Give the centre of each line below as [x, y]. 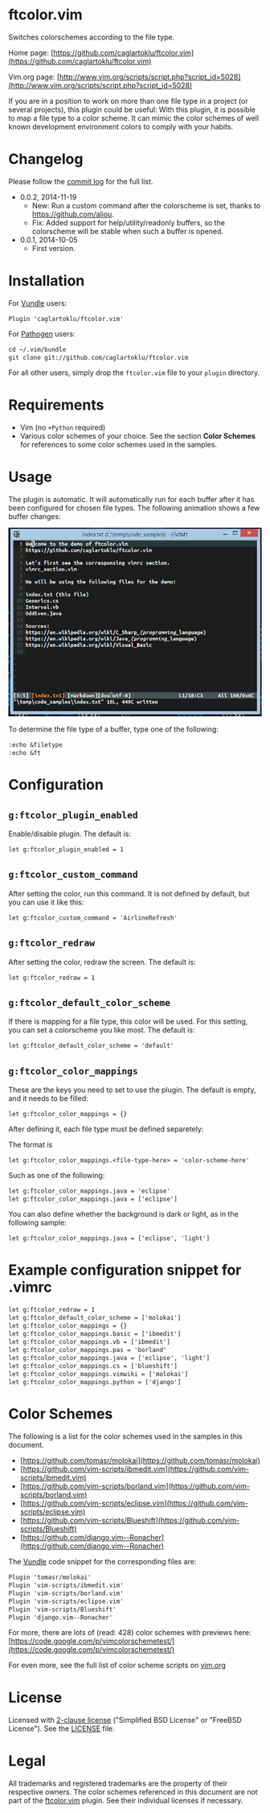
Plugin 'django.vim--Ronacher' [61, 1618]
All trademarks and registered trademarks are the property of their [118, 1783]
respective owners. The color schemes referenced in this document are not [133, 1791]
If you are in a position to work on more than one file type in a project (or [128, 101]
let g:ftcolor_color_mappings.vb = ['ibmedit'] [90, 1342]
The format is [31, 1145]
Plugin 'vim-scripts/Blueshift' [62, 1610]
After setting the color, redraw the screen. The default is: [102, 962]
